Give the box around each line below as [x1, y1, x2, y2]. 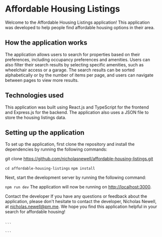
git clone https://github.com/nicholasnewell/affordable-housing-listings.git [5, 156, 153, 162]
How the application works [5, 39, 88, 47]
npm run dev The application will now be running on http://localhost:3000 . [5, 184, 152, 190]
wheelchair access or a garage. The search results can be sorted [5, 67, 135, 73]
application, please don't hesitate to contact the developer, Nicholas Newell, [5, 199, 157, 205]
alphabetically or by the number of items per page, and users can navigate [5, 72, 154, 78]
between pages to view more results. [5, 77, 79, 83]
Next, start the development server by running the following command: [5, 174, 147, 180]
